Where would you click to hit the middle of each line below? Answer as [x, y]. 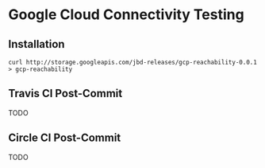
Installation [36, 44]
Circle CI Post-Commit [65, 138]
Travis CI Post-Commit [65, 94]
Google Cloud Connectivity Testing [126, 15]
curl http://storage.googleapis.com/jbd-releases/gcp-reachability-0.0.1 [133, 62]
